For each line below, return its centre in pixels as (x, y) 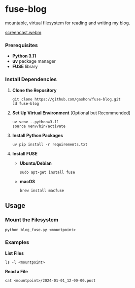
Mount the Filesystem (32, 220)
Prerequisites (21, 45)
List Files (14, 253)
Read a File (17, 271)
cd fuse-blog (26, 103)
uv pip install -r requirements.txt (50, 144)
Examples (17, 242)
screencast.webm (23, 32)
